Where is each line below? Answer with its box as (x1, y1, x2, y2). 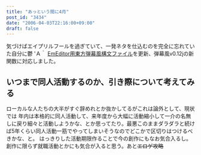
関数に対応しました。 (6, 57, 59, 65)
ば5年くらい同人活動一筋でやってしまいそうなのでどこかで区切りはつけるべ (6, 127, 193, 135)
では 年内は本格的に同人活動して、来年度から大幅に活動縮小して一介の (6, 113, 181, 120)
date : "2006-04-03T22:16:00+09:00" (6, 20, 95, 26)
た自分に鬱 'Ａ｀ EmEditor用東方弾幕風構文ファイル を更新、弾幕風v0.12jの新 (6, 50, 194, 57)
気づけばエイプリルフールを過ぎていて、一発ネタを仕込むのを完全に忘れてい (6, 42, 195, 50)
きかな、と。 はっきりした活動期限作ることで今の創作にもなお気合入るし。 (6, 135, 192, 142)
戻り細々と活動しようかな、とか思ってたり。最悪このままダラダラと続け (16, 120, 196, 127)
